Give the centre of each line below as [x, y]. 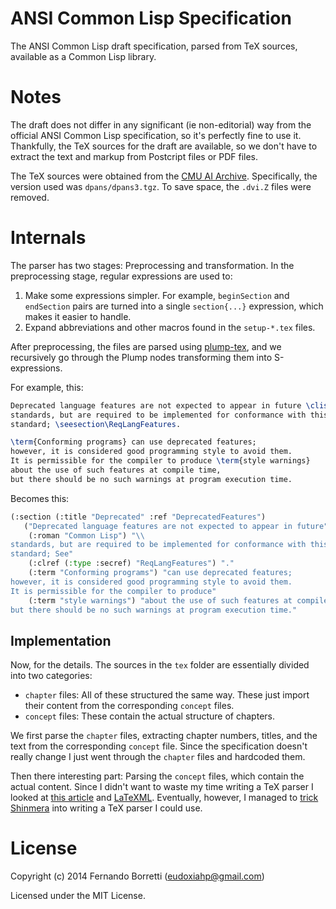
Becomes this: [40, 498]
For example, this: [47, 387]
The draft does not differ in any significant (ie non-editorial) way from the [161, 124]
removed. [30, 197]
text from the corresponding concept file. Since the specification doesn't [159, 746]
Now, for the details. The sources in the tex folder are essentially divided [160, 665]
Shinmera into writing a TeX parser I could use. [106, 808]
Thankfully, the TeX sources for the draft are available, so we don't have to [164, 146]
